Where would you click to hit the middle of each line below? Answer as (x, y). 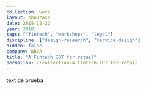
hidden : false (24, 46)
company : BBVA (24, 52)
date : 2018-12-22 (28, 23)
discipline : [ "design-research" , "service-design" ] (73, 40)
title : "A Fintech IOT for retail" (52, 57)
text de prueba (25, 80)
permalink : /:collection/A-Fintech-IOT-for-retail (72, 63)
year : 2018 (20, 29)
